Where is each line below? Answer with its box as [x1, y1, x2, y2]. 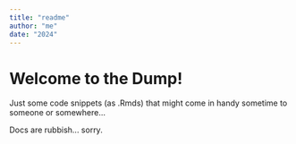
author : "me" [9, 21, 58, 30]
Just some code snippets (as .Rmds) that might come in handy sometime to [9, 97, 288, 108]
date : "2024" [9, 30, 58, 38]
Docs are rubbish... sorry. [9, 124, 103, 135]
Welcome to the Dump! [9, 68, 183, 89]
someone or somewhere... [9, 107, 106, 118]
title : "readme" [9, 13, 70, 22]
